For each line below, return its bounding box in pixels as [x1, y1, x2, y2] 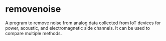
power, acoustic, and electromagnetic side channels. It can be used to [5, 25, 150, 31]
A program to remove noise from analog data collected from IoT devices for [5, 20, 161, 26]
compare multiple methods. [5, 30, 62, 36]
